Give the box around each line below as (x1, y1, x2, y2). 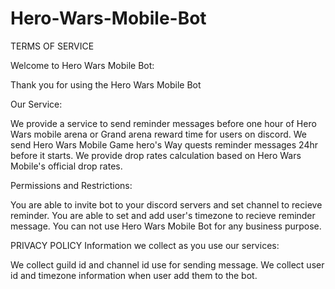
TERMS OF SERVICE (10, 40, 95, 52)
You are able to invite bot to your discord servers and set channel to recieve (10, 198, 323, 211)
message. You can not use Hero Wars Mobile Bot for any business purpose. (10, 220, 322, 232)
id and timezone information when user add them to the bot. (10, 269, 258, 281)
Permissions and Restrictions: (10, 179, 133, 191)
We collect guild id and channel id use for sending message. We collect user (10, 258, 325, 271)
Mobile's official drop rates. (10, 160, 123, 172)
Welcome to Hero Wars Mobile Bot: (10, 59, 155, 71)
